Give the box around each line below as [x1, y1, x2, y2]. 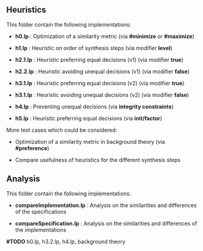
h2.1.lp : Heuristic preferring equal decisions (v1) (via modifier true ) [15, 56, 184, 63]
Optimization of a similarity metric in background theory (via [15, 138, 165, 145]
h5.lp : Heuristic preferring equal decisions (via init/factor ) [15, 114, 162, 122]
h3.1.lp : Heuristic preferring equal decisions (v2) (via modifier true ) [15, 79, 185, 86]
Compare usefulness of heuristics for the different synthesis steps [15, 156, 181, 163]
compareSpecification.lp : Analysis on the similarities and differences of [15, 220, 198, 227]
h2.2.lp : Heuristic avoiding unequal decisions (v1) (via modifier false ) [15, 68, 190, 75]
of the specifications [15, 208, 67, 215]
